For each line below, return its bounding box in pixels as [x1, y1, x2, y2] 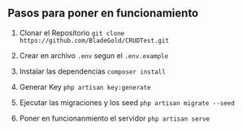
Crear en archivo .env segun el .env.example [19, 50, 168, 60]
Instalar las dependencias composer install [19, 66, 166, 76]
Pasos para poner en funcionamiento [7, 6, 199, 20]
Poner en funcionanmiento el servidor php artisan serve [19, 113, 210, 123]
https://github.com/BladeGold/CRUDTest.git [19, 36, 170, 44]
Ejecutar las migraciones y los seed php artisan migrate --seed [19, 97, 235, 108]
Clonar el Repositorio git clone [19, 27, 125, 37]
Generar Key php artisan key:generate [19, 82, 151, 91]
